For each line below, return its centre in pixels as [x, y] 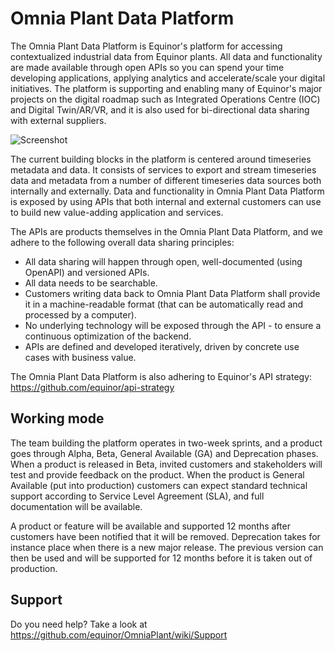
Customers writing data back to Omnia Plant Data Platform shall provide [172, 293]
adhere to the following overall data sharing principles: [122, 242]
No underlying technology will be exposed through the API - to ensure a [173, 325]
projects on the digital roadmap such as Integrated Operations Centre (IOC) [165, 99]
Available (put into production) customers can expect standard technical [159, 485]
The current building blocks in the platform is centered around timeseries [161, 159]
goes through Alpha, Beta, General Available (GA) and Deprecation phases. [164, 453]
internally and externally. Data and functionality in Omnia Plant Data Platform [167, 191]
